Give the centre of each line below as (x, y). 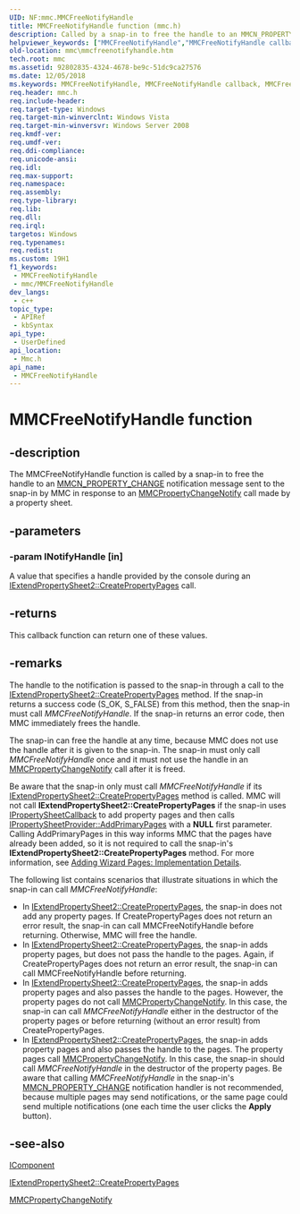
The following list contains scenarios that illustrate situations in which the (144, 879)
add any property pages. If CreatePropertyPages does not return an (147, 916)
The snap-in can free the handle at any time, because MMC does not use (144, 740)
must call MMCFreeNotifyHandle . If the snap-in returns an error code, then (147, 714)
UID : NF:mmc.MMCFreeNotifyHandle (71, 17)
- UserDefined (39, 342)
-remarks (36, 663)
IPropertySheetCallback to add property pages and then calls (122, 815)
